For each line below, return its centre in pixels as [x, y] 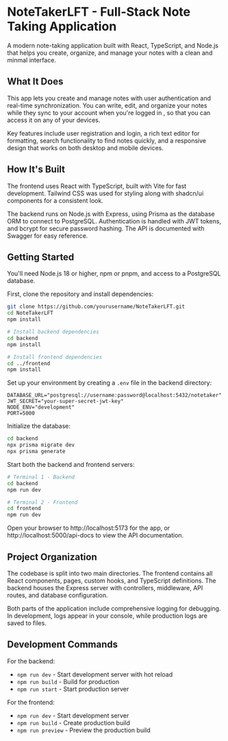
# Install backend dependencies [53, 332]
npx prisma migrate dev [41, 445]
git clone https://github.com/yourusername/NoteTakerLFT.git [96, 307]
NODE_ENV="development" [41, 408]
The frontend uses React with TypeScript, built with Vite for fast [97, 186]
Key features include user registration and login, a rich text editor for [103, 133]
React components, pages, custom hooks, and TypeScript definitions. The [112, 581]
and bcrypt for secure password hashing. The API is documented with [106, 228]
